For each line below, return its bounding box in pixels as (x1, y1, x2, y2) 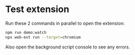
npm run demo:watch (5, 30, 47, 35)
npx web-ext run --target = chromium (5, 34, 81, 40)
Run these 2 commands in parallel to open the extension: (5, 20, 125, 26)
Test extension (5, 4, 70, 15)
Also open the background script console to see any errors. (5, 44, 130, 50)
